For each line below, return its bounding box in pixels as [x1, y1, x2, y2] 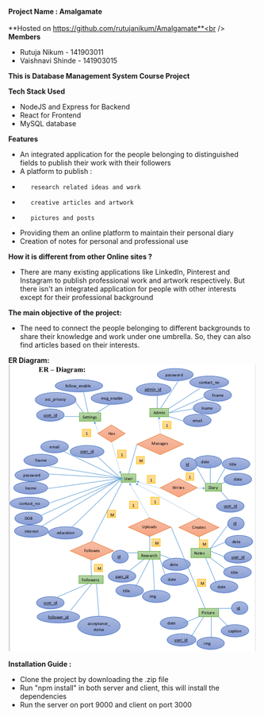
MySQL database [19, 119, 77, 128]
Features [8, 134, 38, 144]
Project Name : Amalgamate [8, 7, 103, 16]
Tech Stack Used [8, 87, 66, 96]
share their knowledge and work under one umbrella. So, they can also [19, 332, 251, 341]
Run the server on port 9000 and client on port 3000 [19, 700, 193, 709]
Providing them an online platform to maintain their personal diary [19, 228, 234, 237]
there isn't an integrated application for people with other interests [19, 284, 236, 293]
